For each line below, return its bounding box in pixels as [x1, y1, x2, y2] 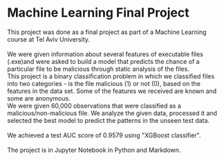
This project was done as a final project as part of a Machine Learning [7, 28, 207, 36]
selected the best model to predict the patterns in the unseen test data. [7, 116, 209, 124]
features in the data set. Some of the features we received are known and [7, 87, 217, 95]
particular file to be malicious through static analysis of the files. [7, 65, 190, 73]
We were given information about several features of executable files [7, 50, 204, 58]
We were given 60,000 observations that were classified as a [7, 101, 181, 110]
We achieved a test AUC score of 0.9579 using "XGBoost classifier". [7, 130, 201, 139]
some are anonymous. [7, 94, 71, 102]
